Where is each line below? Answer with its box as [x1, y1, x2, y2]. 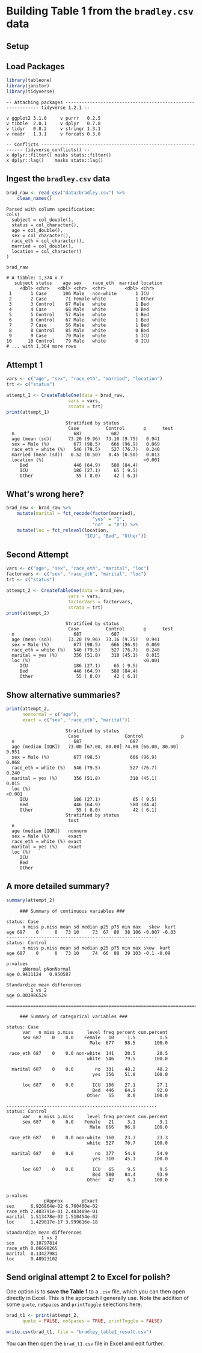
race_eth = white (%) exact [11, 838, 82, 844]
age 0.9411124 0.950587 [6, 971, 71, 977]
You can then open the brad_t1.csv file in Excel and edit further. [6, 1340, 165, 1347]
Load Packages [6, 61, 65, 72]
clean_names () [17, 195, 52, 201]
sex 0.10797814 [6, 1240, 58, 1246]
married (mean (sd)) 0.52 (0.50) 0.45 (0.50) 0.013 [11, 452, 161, 458]
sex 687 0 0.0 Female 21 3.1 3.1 [22, 1119, 168, 1125]
